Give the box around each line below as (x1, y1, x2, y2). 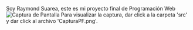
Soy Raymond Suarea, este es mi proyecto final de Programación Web (6, 5, 176, 12)
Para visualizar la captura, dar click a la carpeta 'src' (60, 11, 188, 18)
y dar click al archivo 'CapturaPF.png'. (6, 18, 98, 24)
